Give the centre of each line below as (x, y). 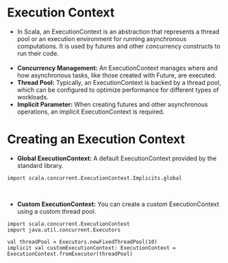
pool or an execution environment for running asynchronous (102, 38)
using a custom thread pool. (56, 211)
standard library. (40, 165)
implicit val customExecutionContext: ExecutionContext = (91, 248)
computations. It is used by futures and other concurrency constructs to (118, 46)
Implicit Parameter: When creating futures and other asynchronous (112, 104)
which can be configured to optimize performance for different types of (118, 90)
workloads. (33, 97)
